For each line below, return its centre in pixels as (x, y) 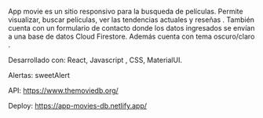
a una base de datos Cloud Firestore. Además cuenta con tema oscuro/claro (131, 36)
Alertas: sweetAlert (39, 75)
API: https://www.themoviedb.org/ (64, 90)
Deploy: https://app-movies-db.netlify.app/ (78, 106)
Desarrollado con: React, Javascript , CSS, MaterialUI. (95, 60)
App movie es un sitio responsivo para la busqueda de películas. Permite (126, 11)
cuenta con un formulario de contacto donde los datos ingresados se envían (131, 28)
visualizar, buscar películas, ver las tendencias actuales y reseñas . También (131, 20)
